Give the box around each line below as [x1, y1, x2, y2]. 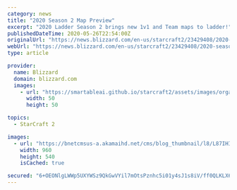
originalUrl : [7, 37, 46, 44]
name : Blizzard [13, 68, 59, 76]
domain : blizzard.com [13, 75, 78, 82]
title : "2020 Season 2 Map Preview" [7, 17, 115, 24]
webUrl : [7, 43, 30, 50]
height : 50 [25, 101, 59, 109]
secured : [7, 172, 33, 179]
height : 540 [20, 153, 55, 160]
